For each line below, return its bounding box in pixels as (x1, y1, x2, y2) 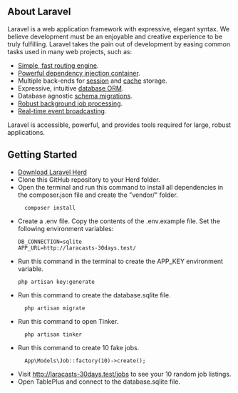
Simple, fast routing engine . (17, 61, 99, 70)
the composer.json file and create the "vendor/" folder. (17, 190, 178, 199)
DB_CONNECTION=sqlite (17, 238, 82, 245)
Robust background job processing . (17, 99, 123, 108)
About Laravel (7, 6, 71, 18)
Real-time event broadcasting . (17, 106, 107, 115)
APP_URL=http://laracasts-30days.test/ (17, 244, 137, 252)
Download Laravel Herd (17, 168, 88, 176)
